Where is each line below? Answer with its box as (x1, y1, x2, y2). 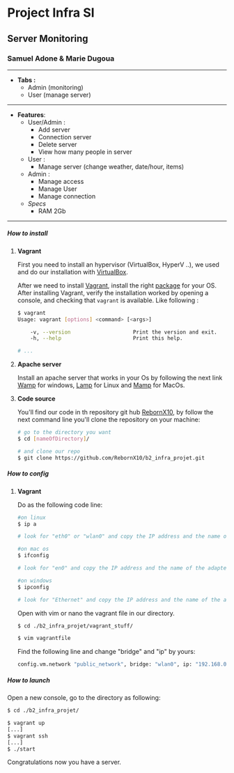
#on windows (17, 577, 52, 584)
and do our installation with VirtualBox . (17, 267, 129, 276)
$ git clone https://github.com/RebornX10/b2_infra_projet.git (17, 454, 205, 461)
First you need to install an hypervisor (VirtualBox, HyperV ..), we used (17, 260, 219, 269)
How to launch (7, 676, 50, 684)
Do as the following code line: (17, 500, 103, 509)
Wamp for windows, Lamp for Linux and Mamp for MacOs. (17, 381, 185, 389)
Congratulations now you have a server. (7, 758, 122, 767)
